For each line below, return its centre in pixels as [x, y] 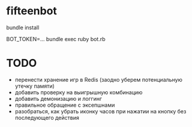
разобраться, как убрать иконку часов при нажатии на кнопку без [100, 111]
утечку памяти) [35, 86]
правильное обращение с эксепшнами [65, 105]
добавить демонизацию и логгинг [58, 98]
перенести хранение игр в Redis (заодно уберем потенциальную [99, 79]
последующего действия [47, 117]
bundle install [23, 27]
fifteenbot [31, 11]
